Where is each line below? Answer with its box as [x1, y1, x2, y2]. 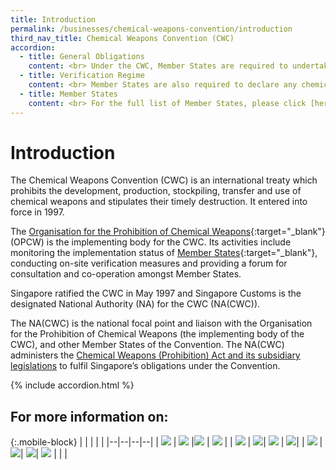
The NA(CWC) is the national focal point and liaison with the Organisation [10, 317, 313, 330]
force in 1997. [10, 206, 65, 218]
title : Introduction [10, 14, 97, 25]
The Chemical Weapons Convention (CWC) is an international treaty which [10, 174, 318, 186]
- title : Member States [19, 89, 118, 99]
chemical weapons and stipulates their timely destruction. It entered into [10, 196, 308, 208]
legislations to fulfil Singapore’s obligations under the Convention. [10, 360, 281, 372]
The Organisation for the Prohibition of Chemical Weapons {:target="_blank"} [10, 226, 326, 238]
